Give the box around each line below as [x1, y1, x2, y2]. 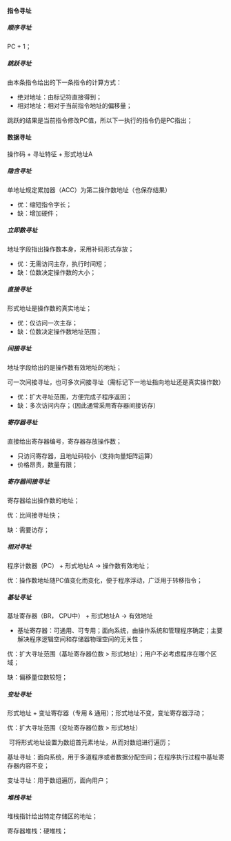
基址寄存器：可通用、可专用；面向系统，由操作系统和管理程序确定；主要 [17, 626, 223, 635]
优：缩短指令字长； [17, 200, 72, 209]
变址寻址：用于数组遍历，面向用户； [7, 776, 110, 784]
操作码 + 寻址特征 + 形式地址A [7, 149, 93, 158]
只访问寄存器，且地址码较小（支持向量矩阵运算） [17, 451, 157, 460]
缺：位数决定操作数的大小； [17, 268, 97, 276]
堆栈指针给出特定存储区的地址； [7, 812, 98, 820]
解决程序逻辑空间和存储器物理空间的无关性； [17, 635, 145, 643]
